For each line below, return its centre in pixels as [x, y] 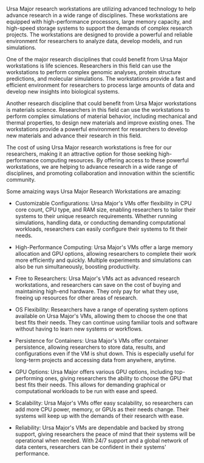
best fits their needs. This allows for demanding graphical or [90, 385]
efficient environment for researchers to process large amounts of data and [100, 85]
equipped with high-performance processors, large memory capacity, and [99, 22]
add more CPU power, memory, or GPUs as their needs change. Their [102, 409]
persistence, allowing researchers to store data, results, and [90, 347]
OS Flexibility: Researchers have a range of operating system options [101, 310]
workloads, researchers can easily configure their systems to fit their [101, 229]
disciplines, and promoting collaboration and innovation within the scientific [101, 173]
